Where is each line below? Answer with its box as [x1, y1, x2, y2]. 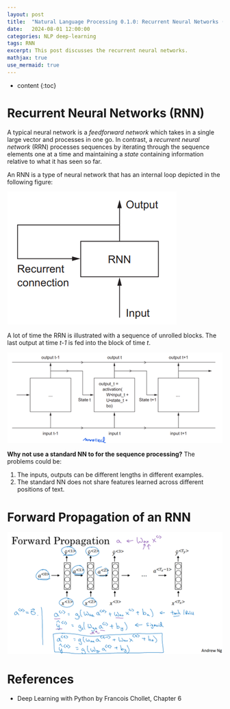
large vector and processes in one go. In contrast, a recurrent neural [7, 135, 200, 143]
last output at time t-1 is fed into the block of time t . [7, 338, 151, 346]
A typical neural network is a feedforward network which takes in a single [7, 128, 214, 136]
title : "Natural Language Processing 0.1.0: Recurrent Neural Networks [7, 18, 219, 25]
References [7, 671, 74, 687]
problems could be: [7, 457, 62, 466]
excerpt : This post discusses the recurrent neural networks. [7, 47, 188, 54]
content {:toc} [16, 81, 57, 89]
